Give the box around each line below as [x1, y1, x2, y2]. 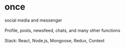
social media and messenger [4, 17, 62, 23]
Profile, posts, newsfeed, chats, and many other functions [4, 27, 121, 33]
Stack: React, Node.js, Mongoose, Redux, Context [4, 37, 105, 43]
